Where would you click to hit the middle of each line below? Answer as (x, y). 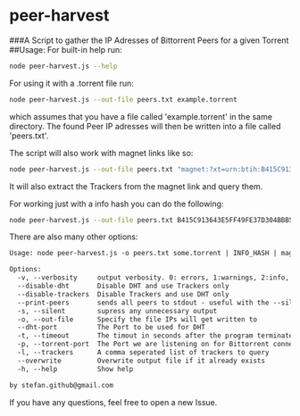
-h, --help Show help (75, 369)
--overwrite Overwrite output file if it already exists (142, 361)
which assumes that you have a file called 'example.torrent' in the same (141, 116)
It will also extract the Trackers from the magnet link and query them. (136, 186)
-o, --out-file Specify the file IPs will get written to (137, 319)
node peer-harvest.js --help (63, 66)
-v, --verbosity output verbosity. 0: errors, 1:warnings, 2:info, (154, 278)
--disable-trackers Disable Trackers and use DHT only (123, 294)
